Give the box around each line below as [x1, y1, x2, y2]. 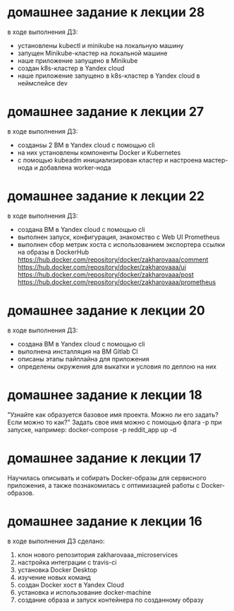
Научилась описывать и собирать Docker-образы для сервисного [7, 473, 207, 482]
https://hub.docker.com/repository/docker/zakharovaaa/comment [17, 255, 209, 264]
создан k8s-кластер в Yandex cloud [17, 64, 125, 72]
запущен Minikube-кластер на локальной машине [17, 49, 168, 57]
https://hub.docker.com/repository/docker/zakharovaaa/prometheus [17, 277, 216, 286]
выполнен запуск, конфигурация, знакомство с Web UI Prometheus [17, 233, 220, 241]
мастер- [203, 156, 228, 164]
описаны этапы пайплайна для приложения [17, 354, 149, 363]
